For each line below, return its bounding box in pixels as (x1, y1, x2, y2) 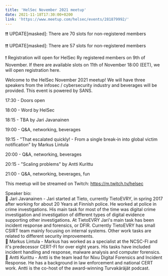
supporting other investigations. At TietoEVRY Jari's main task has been (5, 217, 154, 223)
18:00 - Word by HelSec (5, 107, 55, 113)
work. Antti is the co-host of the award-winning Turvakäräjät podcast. (5, 265, 150, 271)
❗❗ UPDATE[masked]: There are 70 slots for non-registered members (5, 31, 146, 37)
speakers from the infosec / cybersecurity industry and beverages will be (5, 82, 157, 88)
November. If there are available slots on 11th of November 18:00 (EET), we (5, 62, 160, 68)
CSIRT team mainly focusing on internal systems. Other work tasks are (5, 228, 152, 234)
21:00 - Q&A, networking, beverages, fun (5, 171, 90, 177)
